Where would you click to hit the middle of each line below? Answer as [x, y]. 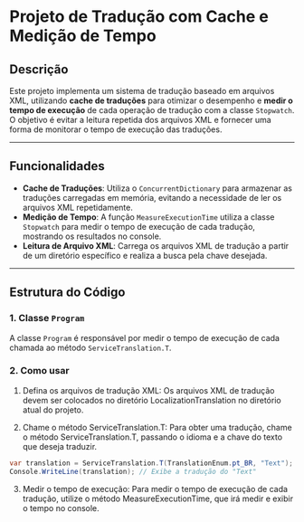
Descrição [39, 69]
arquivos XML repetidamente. [77, 207]
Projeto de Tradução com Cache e [139, 17]
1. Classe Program [47, 318]
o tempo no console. [61, 508]
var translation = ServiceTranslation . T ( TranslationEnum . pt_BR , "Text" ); [152, 463]
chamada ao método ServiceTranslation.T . [90, 347]
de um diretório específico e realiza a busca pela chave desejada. [145, 255]
